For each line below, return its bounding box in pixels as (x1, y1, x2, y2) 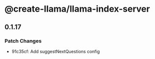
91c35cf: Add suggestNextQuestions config (11, 48, 100, 54)
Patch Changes (4, 38, 42, 44)
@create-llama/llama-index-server (4, 3, 150, 15)
